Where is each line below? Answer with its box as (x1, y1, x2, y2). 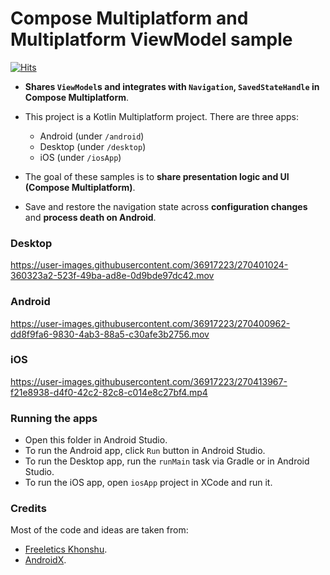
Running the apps (10, 411, 98, 425)
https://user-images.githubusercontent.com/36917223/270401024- (10, 259, 289, 271)
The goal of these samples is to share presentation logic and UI (24, 170, 290, 182)
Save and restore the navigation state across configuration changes (24, 200, 308, 212)
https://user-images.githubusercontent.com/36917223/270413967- (10, 375, 288, 387)
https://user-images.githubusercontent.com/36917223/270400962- (10, 317, 291, 329)
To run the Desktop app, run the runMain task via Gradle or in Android (24, 455, 310, 467)
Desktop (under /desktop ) (39, 140, 147, 152)
